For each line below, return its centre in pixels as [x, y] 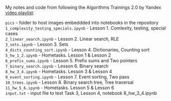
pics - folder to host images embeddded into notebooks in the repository [82, 23]
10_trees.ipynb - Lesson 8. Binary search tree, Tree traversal [69, 82]
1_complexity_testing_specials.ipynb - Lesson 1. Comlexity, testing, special [86, 28]
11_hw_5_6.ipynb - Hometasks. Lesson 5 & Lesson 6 [60, 88]
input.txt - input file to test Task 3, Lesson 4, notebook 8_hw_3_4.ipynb [81, 93]
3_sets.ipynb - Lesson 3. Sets [37, 44]
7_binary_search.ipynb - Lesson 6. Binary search [57, 66]
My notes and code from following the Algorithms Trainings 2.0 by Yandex [83, 7]
